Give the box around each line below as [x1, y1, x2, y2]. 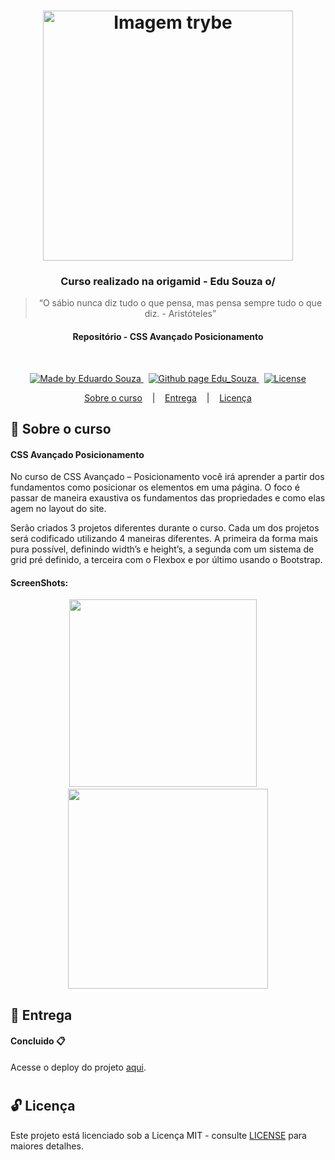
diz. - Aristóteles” [144, 308, 217, 320]
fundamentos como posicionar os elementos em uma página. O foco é [10, 481, 300, 494]
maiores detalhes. [10, 1140, 84, 1152]
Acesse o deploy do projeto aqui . [10, 1061, 147, 1074]
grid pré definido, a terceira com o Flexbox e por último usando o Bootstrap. [10, 554, 323, 566]
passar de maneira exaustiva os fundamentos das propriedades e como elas [10, 492, 326, 504]
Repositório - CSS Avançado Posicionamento [72, 331, 264, 343]
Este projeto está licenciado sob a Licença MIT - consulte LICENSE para [10, 1129, 307, 1141]
